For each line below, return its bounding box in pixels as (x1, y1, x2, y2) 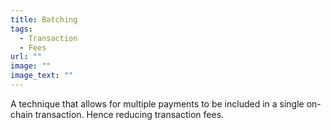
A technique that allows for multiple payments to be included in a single (10, 97, 305, 110)
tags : (10, 24, 33, 34)
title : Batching (10, 14, 78, 25)
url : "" (10, 52, 43, 62)
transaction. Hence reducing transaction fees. (34, 108, 225, 120)
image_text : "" (10, 71, 74, 81)
